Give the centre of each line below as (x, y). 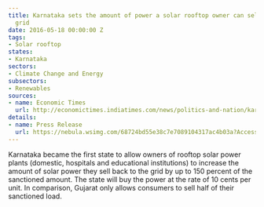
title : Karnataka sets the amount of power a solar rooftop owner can (126, 15)
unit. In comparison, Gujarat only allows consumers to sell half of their (121, 187)
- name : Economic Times (47, 103)
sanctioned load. (35, 196)
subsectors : (27, 81)
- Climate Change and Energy (56, 74)
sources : (22, 96)
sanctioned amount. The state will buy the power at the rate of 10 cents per (130, 179)
